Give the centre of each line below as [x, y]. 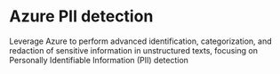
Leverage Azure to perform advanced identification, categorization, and [140, 41]
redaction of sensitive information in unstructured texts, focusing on [133, 50]
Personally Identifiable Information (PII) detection [99, 60]
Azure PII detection [81, 16]
